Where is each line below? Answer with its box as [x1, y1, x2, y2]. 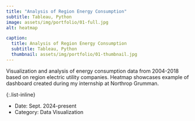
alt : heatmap [6, 24, 38, 31]
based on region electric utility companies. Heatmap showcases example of [6, 73, 189, 80]
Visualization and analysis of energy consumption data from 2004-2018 [6, 67, 179, 74]
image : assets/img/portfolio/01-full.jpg [6, 19, 109, 25]
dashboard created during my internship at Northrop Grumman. [6, 80, 159, 87]
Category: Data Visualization [14, 108, 84, 115]
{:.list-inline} [6, 91, 36, 98]
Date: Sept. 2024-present [14, 102, 77, 109]
